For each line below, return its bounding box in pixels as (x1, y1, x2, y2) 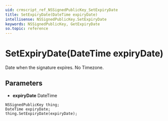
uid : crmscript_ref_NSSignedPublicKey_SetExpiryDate (5, 7, 118, 13)
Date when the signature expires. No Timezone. (5, 65, 104, 71)
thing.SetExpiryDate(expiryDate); (5, 111, 78, 116)
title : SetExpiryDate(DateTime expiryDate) (5, 12, 98, 17)
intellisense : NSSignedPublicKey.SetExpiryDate (5, 17, 107, 22)
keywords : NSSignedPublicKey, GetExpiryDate (5, 21, 100, 27)
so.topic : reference (5, 26, 49, 31)
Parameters (5, 79, 43, 88)
